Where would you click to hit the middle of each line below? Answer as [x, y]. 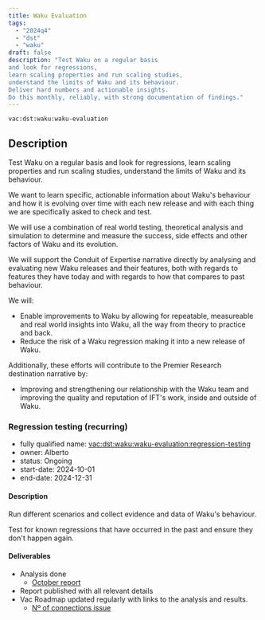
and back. [36, 333]
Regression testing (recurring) [68, 426]
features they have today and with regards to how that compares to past [127, 277]
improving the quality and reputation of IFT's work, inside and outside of [138, 398]
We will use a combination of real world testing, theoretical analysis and [126, 227]
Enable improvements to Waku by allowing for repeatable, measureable [136, 316]
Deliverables [29, 556]
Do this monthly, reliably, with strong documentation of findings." [126, 97]
